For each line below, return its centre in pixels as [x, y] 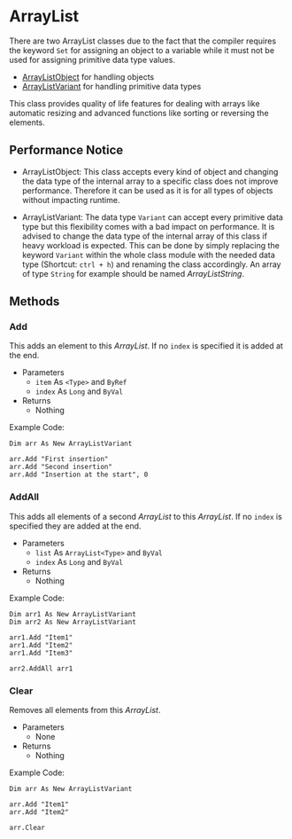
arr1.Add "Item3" [41, 653]
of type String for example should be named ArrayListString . [133, 273]
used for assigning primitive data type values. [92, 59]
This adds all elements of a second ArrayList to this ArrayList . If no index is [146, 516]
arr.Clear [27, 828]
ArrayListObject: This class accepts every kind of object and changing [150, 171]
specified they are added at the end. [75, 526]
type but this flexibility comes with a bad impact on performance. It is [148, 226]
